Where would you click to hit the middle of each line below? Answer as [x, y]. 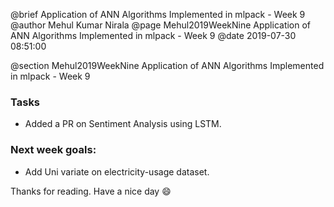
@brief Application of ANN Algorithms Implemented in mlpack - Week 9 [158, 14]
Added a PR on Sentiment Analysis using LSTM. [123, 124]
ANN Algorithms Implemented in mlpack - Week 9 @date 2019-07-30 [153, 35]
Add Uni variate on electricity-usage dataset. [117, 171]
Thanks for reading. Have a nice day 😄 [91, 191]
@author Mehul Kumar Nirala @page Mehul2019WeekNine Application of [161, 25]
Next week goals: [53, 150]
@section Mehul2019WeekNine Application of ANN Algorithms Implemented [167, 65]
